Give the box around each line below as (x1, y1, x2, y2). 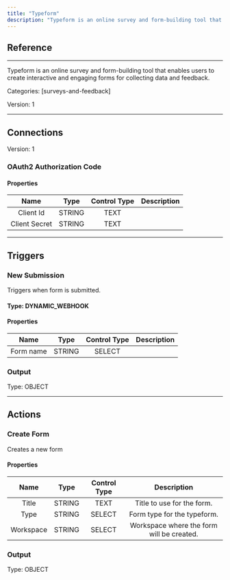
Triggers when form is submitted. (7, 286, 101, 294)
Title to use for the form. (134, 498, 213, 508)
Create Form (7, 430, 50, 439)
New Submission (7, 270, 65, 280)
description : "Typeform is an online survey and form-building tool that (7, 16, 222, 23)
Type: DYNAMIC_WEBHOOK (7, 301, 89, 310)
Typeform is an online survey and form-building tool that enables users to (7, 67, 214, 75)
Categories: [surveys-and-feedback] (7, 87, 111, 95)
